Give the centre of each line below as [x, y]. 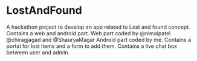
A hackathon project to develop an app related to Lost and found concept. [98, 27]
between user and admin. [38, 52]
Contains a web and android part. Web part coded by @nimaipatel [89, 33]
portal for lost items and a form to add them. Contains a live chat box [92, 46]
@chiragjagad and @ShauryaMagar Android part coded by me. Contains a [99, 39]
